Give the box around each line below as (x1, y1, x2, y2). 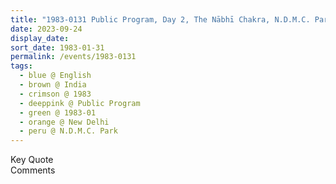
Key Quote (10, 154, 54, 166)
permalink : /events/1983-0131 (10, 52, 137, 62)
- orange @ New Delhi (19, 117, 110, 127)
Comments (10, 164, 56, 176)
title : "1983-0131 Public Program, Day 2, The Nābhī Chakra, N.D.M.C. (10, 14, 311, 25)
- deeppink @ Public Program (19, 98, 141, 108)
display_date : (10, 33, 70, 43)
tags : (10, 61, 33, 71)
